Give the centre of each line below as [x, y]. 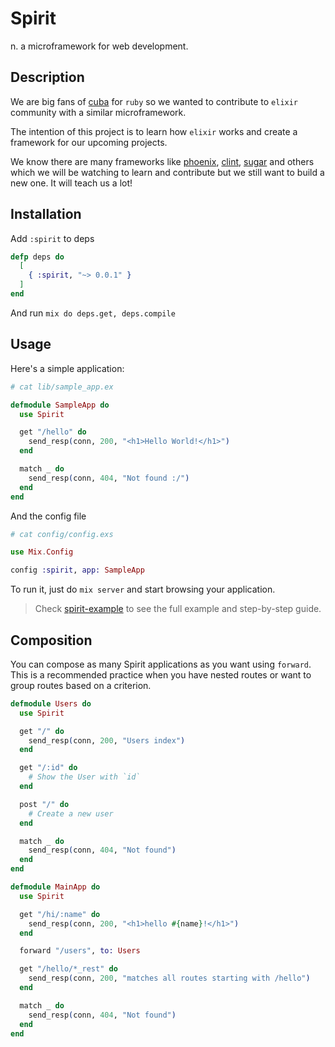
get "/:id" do [48, 768]
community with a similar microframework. [98, 112]
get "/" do [42, 731]
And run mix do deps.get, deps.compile [93, 313]
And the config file [48, 516]
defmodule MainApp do [55, 887]
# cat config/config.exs [62, 534]
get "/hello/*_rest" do [68, 969]
